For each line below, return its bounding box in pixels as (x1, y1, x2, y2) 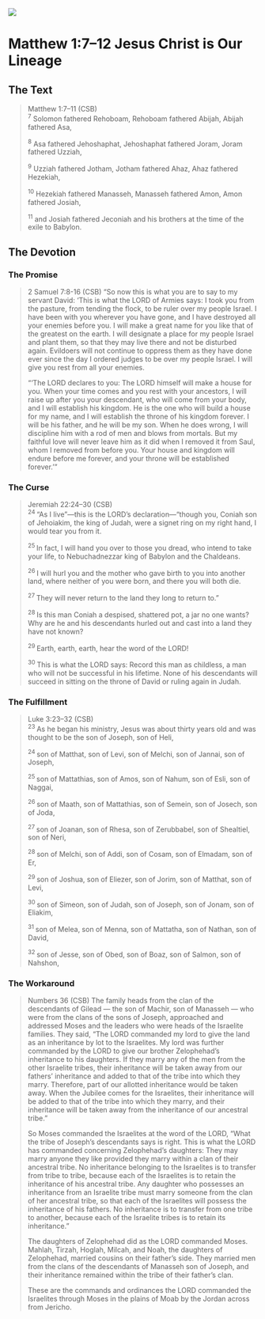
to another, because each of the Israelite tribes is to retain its (27, 1213, 226, 1222)
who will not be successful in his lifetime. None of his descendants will (27, 668, 258, 677)
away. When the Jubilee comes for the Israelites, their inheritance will (27, 1088, 255, 1098)
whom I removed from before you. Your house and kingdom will (27, 445, 235, 454)
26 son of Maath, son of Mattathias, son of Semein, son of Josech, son (27, 798, 258, 809)
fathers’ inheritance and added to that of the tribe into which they (27, 1071, 240, 1081)
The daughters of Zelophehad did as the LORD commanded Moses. (27, 1237, 248, 1246)
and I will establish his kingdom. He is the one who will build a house (27, 403, 251, 412)
